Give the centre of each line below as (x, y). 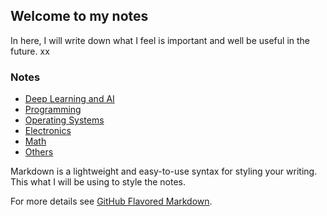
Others (39, 152)
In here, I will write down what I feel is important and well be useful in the (160, 40)
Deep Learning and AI (69, 99)
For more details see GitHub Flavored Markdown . (111, 201)
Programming (53, 110)
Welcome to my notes (79, 16)
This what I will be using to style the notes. (98, 182)
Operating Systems (64, 120)
